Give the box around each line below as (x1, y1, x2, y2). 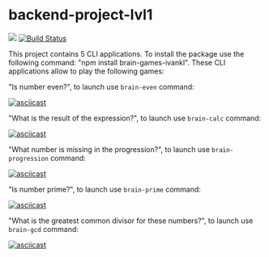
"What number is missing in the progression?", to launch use (8, 144, 211, 154)
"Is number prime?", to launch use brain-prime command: (8, 184, 201, 194)
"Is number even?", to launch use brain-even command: (8, 82, 194, 91)
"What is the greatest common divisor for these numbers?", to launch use (8, 216, 254, 225)
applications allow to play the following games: (8, 66, 164, 76)
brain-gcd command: (8, 224, 79, 234)
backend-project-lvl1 (8, 6, 153, 24)
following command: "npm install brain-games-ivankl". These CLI (8, 57, 226, 67)
